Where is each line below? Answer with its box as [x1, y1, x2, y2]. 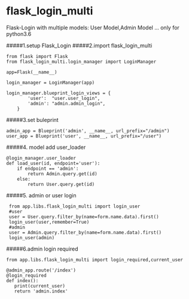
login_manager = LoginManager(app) [6, 80, 95, 86]
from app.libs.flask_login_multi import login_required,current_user [6, 257, 184, 263]
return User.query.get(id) [28, 181, 95, 187]
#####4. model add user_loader [6, 144, 86, 151]
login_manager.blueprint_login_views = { [6, 90, 111, 96]
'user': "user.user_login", [28, 95, 100, 101]
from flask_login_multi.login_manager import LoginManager [6, 59, 157, 65]
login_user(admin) [8, 234, 55, 240]
